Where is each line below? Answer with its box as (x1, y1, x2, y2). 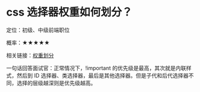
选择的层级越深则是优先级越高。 (16, 79, 96, 87)
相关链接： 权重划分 (6, 51, 54, 59)
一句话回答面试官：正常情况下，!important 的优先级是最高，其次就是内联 (6, 64, 187, 72)
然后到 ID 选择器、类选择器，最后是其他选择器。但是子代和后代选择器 (16, 72, 189, 79)
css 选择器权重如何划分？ (6, 5, 133, 19)
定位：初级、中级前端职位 (6, 26, 70, 33)
